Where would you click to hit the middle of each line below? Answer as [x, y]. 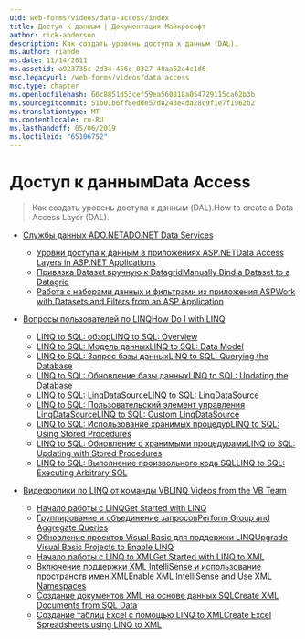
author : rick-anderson [53, 35]
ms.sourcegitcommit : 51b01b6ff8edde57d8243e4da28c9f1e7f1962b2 [132, 103]
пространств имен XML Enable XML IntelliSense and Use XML [154, 576]
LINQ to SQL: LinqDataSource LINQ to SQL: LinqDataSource [147, 395]
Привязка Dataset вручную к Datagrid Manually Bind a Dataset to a [163, 272]
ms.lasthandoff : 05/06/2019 [63, 129]
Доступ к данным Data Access [130, 182]
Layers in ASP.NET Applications [96, 262]
